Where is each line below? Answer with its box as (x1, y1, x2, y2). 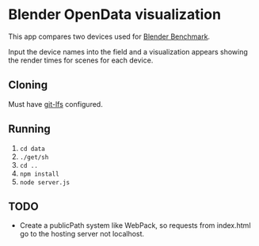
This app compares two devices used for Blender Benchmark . (8, 32, 211, 41)
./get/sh (19, 153, 49, 161)
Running (8, 123, 51, 136)
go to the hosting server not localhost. (19, 229, 145, 239)
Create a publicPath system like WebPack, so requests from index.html (19, 221, 251, 230)
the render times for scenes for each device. (8, 55, 154, 65)
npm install (19, 170, 59, 178)
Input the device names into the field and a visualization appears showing (8, 47, 248, 56)
